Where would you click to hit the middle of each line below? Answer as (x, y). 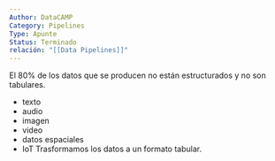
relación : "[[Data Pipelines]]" (69, 50)
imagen (36, 121)
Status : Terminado (43, 42)
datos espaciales (53, 140)
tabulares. (27, 85)
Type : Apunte (33, 34)
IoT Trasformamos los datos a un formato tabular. (111, 149)
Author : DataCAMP (41, 17)
